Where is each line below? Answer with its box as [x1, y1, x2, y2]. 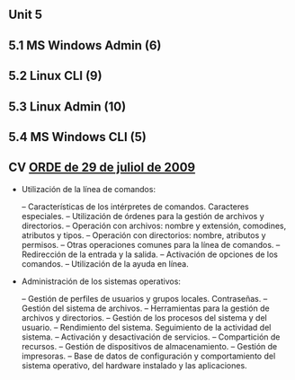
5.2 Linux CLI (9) [8, 68, 103, 84]
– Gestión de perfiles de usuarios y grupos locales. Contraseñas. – [21, 293, 268, 304]
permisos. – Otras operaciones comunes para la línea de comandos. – [21, 239, 281, 250]
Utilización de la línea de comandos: [21, 183, 156, 194]
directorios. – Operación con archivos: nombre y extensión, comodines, [21, 220, 287, 231]
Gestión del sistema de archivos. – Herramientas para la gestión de [21, 303, 271, 314]
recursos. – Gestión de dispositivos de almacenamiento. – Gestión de [21, 340, 278, 351]
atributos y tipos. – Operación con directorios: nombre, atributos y [21, 229, 266, 241]
